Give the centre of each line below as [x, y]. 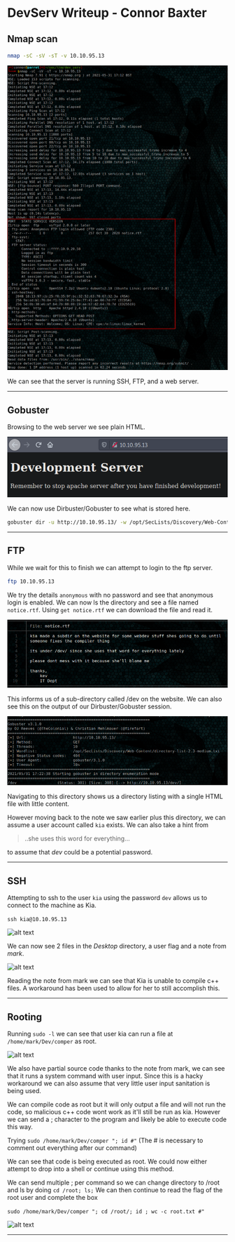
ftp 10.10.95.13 [31, 581]
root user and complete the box [52, 1197]
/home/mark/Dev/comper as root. [52, 1041]
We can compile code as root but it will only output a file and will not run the [116, 1104]
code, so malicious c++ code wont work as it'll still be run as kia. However [114, 1112]
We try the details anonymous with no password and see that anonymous [110, 595]
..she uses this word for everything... [77, 839]
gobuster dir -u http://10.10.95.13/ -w [67, 522]
